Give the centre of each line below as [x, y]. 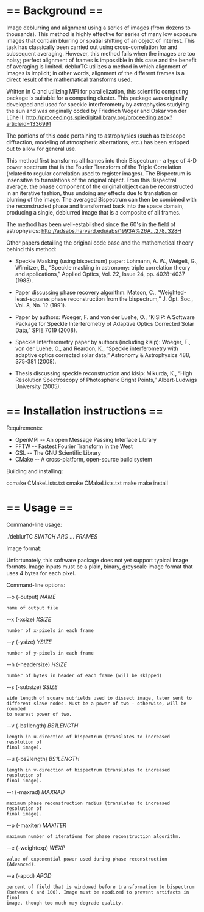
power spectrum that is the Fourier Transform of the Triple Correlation [94, 167]
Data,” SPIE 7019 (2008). [46, 330]
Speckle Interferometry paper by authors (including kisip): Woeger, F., [103, 342]
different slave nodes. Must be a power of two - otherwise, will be [97, 704]
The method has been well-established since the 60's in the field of [91, 224]
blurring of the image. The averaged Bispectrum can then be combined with [101, 199]
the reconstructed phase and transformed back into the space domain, [95, 206]
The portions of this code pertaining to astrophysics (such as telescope [96, 136]
